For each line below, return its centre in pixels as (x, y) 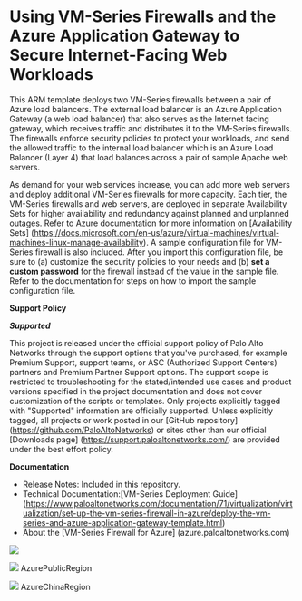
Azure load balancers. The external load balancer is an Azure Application (146, 109)
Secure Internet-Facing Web (118, 55)
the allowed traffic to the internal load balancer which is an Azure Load (141, 148)
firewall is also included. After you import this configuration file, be (159, 252)
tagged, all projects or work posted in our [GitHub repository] (124, 420)
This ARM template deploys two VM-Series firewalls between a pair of (141, 99)
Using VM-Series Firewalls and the (143, 17)
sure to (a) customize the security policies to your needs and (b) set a (140, 261)
